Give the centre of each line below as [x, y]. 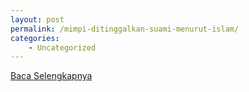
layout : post [37, 19]
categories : [35, 38]
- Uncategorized [62, 47]
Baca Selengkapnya [51, 76]
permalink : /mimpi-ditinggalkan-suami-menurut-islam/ [125, 29]
